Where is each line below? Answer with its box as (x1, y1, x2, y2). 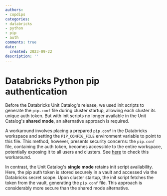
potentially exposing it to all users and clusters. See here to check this (5, 149, 149, 155)
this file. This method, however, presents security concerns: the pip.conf (5, 138, 156, 145)
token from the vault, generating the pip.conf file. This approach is (5, 180, 143, 186)
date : (5, 44, 16, 49)
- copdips (5, 12, 26, 17)
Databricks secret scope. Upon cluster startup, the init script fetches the (5, 175, 154, 181)
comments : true (5, 40, 37, 45)
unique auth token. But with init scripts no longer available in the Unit (5, 113, 146, 119)
